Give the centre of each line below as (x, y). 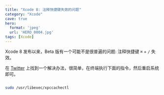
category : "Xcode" (24, 14)
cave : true (16, 19)
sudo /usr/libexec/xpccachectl (37, 88)
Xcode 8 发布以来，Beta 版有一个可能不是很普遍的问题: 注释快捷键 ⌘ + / (78, 51)
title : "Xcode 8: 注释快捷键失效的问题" (43, 10)
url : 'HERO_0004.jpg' (32, 32)
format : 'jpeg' (25, 28)
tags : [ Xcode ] (20, 37)
